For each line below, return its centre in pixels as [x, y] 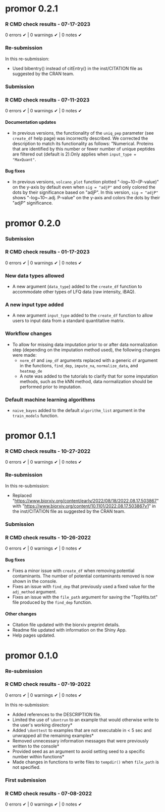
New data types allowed [35, 275]
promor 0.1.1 [30, 436]
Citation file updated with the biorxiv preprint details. [66, 625]
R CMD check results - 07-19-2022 [48, 684]
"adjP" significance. [32, 203]
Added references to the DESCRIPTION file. [57, 714]
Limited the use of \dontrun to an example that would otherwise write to [85, 720]
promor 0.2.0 [33, 223]
